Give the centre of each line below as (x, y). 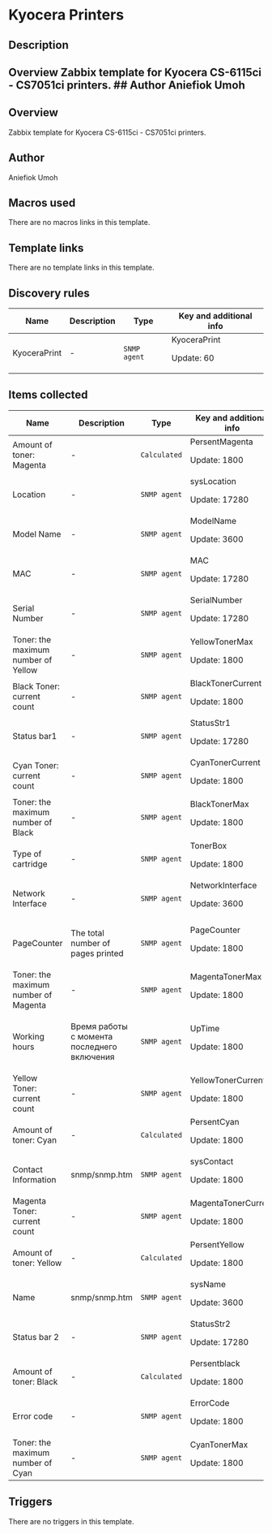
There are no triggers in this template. (72, 1521)
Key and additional (215, 316)
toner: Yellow (37, 1263)
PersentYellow (217, 1244)
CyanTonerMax (219, 1445)
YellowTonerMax (221, 642)
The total (87, 933)
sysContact (212, 1161)
